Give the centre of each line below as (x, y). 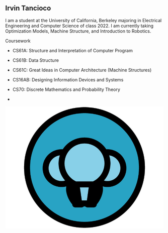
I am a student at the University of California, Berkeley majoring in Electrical (83, 20)
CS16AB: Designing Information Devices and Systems (68, 79)
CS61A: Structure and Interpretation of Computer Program (73, 50)
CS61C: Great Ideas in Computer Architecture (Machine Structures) (82, 70)
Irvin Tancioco (28, 8)
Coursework (18, 41)
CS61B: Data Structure (36, 60)
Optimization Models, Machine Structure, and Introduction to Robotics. (78, 31)
